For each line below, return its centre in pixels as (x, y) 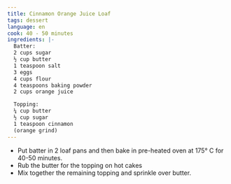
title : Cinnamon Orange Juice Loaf (59, 14)
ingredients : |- (31, 40)
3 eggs (23, 72)
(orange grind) (36, 130)
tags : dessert (28, 20)
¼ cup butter (33, 111)
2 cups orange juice (43, 92)
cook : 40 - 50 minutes (40, 33)
